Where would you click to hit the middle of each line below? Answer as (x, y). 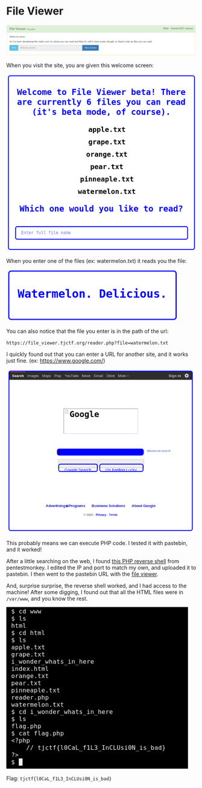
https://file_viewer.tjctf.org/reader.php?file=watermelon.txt (87, 343)
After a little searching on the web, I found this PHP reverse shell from (93, 561)
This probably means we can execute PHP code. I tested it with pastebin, (97, 543)
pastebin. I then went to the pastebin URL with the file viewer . (82, 574)
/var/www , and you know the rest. (47, 599)
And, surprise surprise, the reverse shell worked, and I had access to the (96, 586)
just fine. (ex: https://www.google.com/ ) (56, 361)
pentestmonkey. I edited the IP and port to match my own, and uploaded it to (101, 568)
